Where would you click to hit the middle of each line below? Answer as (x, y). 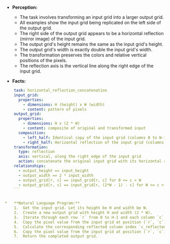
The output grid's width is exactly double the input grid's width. (86, 50)
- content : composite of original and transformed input (84, 128)
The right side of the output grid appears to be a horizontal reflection (92, 33)
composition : (32, 133)
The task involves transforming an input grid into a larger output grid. (92, 17)
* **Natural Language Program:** (42, 203)
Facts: (19, 81)
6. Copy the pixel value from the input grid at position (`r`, (84, 232)
